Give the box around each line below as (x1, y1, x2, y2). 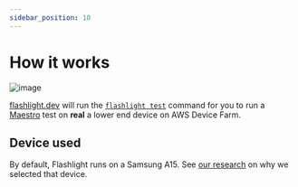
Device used (9, 135, 82, 150)
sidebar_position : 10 (9, 13, 91, 23)
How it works (9, 51, 111, 72)
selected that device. (9, 169, 88, 180)
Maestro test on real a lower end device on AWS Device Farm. (9, 109, 242, 120)
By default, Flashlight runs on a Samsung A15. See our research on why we (9, 159, 289, 170)
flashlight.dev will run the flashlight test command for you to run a (9, 99, 265, 110)
